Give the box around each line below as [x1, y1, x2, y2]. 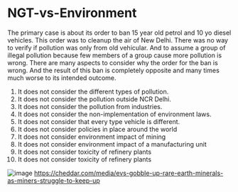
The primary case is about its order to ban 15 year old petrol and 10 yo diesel [7, 28, 232, 37]
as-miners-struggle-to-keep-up [7, 176, 101, 185]
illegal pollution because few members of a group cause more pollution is [7, 51, 222, 60]
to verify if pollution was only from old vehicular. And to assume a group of [7, 43, 226, 52]
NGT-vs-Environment [7, 5, 137, 21]
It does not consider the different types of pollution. [17, 87, 169, 96]
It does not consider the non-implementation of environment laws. [17, 110, 212, 118]
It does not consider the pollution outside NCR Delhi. [17, 94, 172, 103]
